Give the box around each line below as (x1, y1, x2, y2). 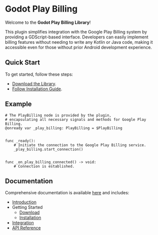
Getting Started (12, 204, 43, 210)
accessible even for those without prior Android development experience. (5, 44, 152, 50)
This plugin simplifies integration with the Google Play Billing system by (5, 29, 147, 34)
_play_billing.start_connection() (14, 147, 83, 151)
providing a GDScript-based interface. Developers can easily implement (5, 34, 149, 40)
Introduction (12, 199, 37, 205)
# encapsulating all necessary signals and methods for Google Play (5, 117, 146, 122)
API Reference (12, 225, 41, 231)
